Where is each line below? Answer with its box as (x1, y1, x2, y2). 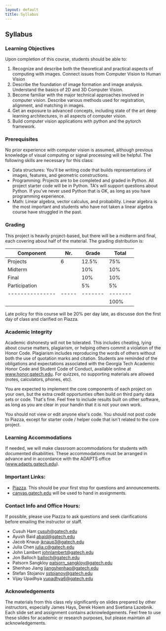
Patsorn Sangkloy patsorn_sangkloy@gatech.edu (12, 559, 113, 566)
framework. (12, 124, 36, 129)
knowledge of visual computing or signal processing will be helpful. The (5, 152, 152, 158)
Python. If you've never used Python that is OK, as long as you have (12, 188, 151, 194)
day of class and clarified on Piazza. (5, 316, 79, 322)
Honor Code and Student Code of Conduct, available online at (5, 366, 131, 372)
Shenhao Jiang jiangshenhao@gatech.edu (12, 565, 99, 571)
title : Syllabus (5, 12, 39, 17)
